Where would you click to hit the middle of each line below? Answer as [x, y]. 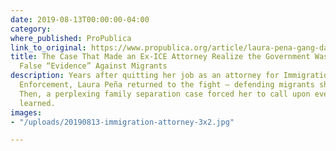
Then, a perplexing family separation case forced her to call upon [165, 94]
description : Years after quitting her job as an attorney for [145, 76]
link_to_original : [48, 47]
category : [31, 29]
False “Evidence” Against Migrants [93, 66]
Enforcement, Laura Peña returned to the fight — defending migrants [167, 85]
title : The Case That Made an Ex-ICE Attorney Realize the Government [160, 57]
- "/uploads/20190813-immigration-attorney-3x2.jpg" [122, 122]
